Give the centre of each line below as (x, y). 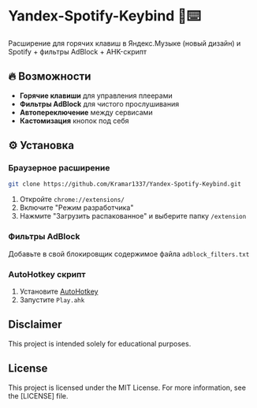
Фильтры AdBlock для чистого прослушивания (99, 103)
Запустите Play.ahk (52, 299)
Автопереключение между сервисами (86, 112)
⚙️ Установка (41, 146)
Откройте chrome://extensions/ (72, 200)
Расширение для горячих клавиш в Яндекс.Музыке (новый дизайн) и (125, 43)
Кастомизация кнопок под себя (74, 121)
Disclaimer (35, 325)
